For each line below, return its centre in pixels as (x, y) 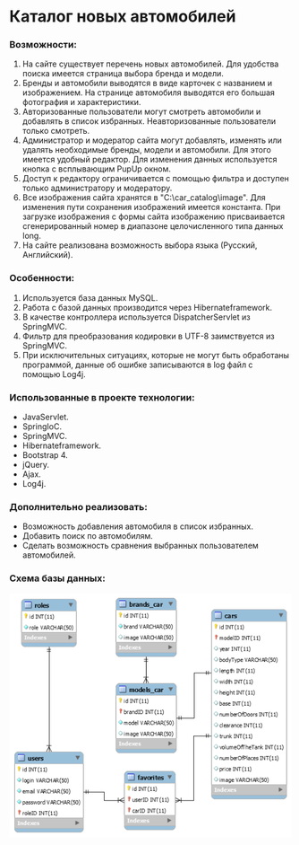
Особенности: (42, 278)
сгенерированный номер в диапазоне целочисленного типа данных (153, 226)
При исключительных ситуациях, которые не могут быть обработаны (155, 355)
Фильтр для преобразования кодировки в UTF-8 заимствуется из (148, 336)
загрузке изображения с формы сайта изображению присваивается (154, 216)
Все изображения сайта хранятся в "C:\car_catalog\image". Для (144, 198)
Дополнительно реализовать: (78, 507)
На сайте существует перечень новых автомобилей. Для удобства (150, 64)
